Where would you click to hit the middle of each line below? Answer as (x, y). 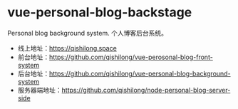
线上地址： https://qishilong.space (67, 48)
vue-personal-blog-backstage (100, 12)
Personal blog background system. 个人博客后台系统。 (87, 33)
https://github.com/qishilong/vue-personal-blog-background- (140, 73)
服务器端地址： (40, 90)
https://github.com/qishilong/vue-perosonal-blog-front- (131, 57)
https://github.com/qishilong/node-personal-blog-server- (146, 90)
